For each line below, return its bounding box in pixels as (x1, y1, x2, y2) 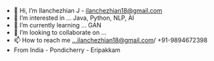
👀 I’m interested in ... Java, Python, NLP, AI (13, 14, 134, 22)
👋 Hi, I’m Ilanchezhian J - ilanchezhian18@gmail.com (13, 7, 163, 14)
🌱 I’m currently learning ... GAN (13, 21, 102, 29)
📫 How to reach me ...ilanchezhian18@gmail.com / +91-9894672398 (13, 36, 208, 44)
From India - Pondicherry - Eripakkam (13, 46, 121, 54)
